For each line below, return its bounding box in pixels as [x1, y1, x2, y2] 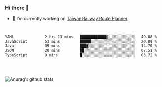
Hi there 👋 [5, 4, 29, 11]
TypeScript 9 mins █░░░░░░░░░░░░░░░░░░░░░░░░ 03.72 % [5, 52, 157, 58]
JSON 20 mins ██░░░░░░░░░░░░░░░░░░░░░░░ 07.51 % [5, 48, 157, 53]
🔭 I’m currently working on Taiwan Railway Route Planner [12, 16, 128, 22]
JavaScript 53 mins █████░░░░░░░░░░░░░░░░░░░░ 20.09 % [5, 39, 157, 44]
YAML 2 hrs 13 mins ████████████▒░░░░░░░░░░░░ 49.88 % [5, 34, 157, 40]
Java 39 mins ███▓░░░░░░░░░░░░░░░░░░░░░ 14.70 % [5, 43, 157, 48]
